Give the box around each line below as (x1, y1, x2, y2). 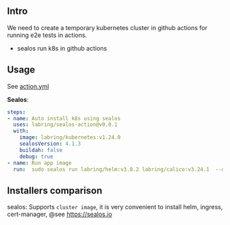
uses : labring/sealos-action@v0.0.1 (13, 121, 118, 129)
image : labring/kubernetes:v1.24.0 (19, 134, 121, 141)
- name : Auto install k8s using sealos (7, 115, 121, 122)
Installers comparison (7, 185, 103, 196)
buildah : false (19, 146, 63, 153)
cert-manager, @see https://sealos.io (7, 210, 113, 218)
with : (13, 128, 29, 135)
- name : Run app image (7, 159, 72, 166)
